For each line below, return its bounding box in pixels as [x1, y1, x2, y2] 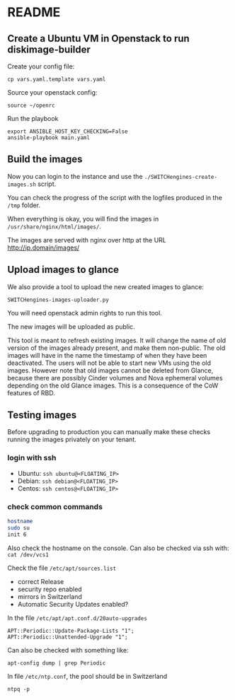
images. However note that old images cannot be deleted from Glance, [7, 366, 214, 375]
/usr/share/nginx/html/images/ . [7, 222, 101, 231]
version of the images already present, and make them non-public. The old [7, 344, 226, 352]
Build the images [7, 153, 83, 165]
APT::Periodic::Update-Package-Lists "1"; [7, 627, 134, 634]
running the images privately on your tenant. [7, 436, 137, 444]
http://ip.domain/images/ [7, 243, 80, 252]
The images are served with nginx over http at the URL [7, 235, 166, 244]
